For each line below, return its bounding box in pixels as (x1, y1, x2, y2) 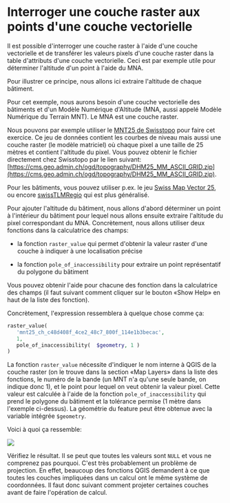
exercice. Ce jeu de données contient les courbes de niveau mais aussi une (7, 133, 222, 142)
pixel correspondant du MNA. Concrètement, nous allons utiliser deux (7, 218, 205, 227)
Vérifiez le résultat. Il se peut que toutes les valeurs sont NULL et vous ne (7, 452, 212, 460)
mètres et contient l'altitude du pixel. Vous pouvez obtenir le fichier (7, 148, 198, 156)
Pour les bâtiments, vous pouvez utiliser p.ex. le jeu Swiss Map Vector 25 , (7, 183, 217, 191)
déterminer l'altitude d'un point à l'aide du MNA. (7, 64, 144, 72)
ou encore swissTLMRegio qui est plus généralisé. (7, 191, 149, 199)
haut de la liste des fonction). (7, 295, 90, 304)
